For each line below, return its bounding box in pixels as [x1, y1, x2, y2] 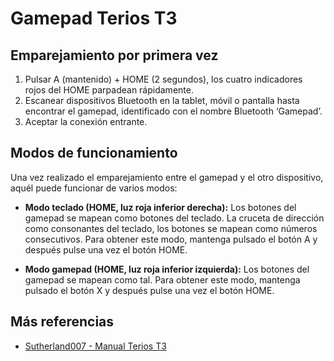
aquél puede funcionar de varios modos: [10, 182, 178, 194]
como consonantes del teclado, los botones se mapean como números [24, 222, 318, 234]
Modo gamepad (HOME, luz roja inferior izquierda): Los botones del [24, 263, 310, 275]
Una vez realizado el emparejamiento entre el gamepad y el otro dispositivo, [10, 171, 324, 183]
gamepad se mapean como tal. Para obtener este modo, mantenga [24, 273, 301, 286]
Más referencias [10, 313, 115, 331]
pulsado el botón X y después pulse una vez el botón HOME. [24, 284, 275, 296]
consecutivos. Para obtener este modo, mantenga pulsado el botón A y [24, 233, 318, 245]
